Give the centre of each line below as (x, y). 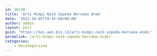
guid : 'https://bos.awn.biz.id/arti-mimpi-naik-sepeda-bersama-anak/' (79, 32)
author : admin (20, 23)
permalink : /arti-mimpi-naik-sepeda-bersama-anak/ (58, 37)
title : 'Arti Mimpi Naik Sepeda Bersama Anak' (54, 14)
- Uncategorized (31, 46)
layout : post (18, 28)
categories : (17, 41)
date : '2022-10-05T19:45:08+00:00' (42, 19)
